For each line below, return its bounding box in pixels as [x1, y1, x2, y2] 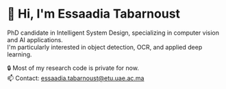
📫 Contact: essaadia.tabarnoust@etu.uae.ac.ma [7, 74, 145, 82]
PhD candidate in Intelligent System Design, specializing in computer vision [7, 29, 220, 37]
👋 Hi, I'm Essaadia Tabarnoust [7, 6, 180, 22]
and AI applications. [7, 35, 63, 43]
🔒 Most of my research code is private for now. [7, 64, 139, 72]
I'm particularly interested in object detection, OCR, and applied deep [7, 43, 203, 51]
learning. [7, 50, 32, 58]
